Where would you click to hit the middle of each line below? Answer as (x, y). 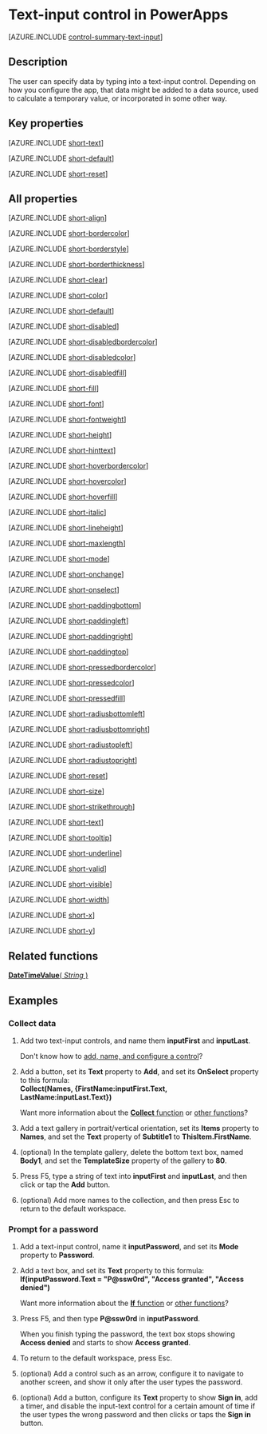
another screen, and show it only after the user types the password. (131, 1382)
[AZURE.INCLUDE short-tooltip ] (60, 838)
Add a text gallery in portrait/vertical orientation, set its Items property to (139, 1128)
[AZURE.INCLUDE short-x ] (52, 915)
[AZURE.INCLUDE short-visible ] (61, 885)
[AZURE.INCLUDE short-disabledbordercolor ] (83, 342)
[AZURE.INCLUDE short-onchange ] (66, 574)
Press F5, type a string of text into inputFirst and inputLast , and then (133, 1176)
